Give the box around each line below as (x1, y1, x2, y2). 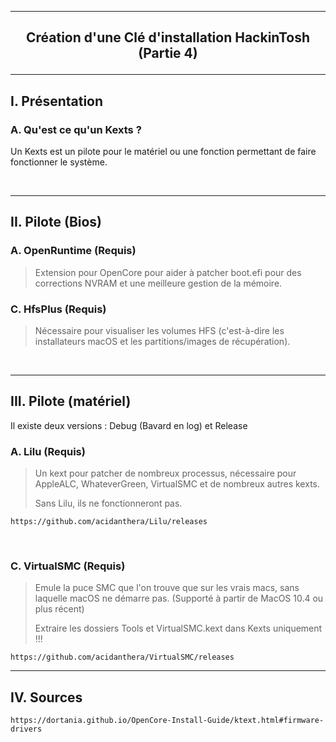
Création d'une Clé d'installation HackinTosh (25, 29, 310, 46)
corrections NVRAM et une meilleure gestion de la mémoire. (34, 277, 283, 289)
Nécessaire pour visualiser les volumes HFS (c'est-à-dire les (34, 325, 285, 337)
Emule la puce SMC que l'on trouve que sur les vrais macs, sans (34, 582, 300, 594)
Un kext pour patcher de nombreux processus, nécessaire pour (34, 467, 297, 480)
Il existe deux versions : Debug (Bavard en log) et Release (10, 419, 248, 431)
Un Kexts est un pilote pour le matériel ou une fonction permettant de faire (10, 146, 317, 158)
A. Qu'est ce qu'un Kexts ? (10, 122, 142, 136)
